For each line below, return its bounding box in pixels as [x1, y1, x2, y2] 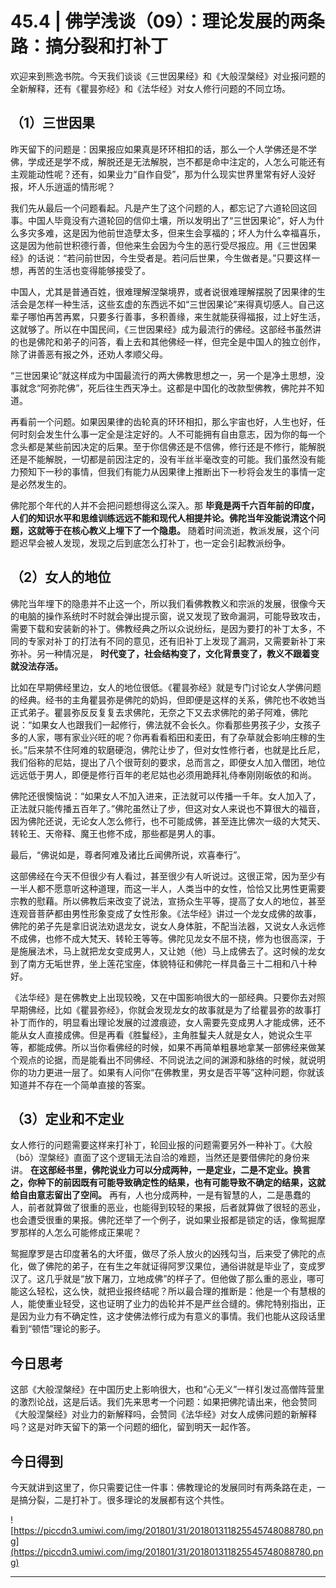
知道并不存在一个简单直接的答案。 [10, 1078, 151, 1091]
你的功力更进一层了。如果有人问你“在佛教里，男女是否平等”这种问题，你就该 [10, 1066, 325, 1078]
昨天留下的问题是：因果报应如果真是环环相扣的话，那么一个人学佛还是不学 [10, 143, 317, 155]
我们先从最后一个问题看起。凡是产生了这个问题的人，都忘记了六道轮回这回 [10, 202, 317, 214]
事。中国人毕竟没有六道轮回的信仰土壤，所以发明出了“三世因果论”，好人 [10, 214, 308, 226]
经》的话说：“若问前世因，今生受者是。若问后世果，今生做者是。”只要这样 [10, 252, 312, 264]
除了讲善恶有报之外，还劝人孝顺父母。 [10, 348, 168, 360]
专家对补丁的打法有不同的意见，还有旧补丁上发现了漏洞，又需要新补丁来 [27, 635, 326, 647]
